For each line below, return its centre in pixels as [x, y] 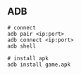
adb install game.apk [39, 64]
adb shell [22, 46]
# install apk [28, 58]
